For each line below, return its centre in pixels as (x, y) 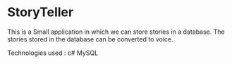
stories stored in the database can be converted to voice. (91, 39)
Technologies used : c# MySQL (53, 53)
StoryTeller (41, 12)
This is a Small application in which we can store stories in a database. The (116, 32)
